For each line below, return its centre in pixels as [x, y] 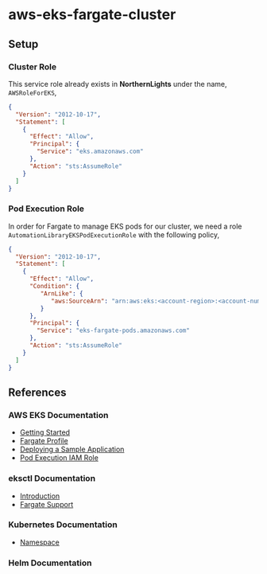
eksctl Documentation [52, 478]
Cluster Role [33, 67]
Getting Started [44, 432]
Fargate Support [46, 504]
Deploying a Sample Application [72, 449]
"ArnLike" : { [62, 293]
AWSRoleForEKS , [33, 92]
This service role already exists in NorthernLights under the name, [118, 84]
